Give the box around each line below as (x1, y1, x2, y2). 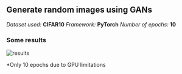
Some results (6, 35, 47, 44)
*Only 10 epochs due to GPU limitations (6, 61, 106, 69)
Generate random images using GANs (6, 5, 153, 15)
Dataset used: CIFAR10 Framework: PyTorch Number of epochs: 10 (6, 20, 177, 28)
